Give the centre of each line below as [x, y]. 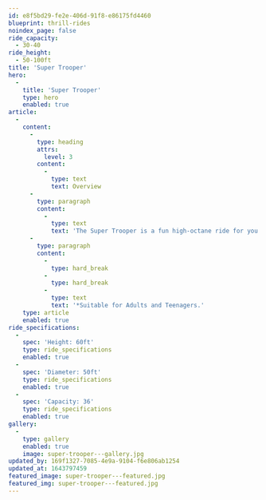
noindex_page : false [43, 30]
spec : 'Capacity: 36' [58, 402]
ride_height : [30, 53]
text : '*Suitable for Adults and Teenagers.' [127, 305]
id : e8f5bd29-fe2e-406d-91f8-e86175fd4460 [80, 16]
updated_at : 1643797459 [48, 469]
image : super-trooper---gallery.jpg [84, 454]
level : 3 [58, 157]
